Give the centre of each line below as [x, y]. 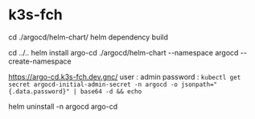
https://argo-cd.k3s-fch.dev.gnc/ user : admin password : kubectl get [125, 76]
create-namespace [40, 61]
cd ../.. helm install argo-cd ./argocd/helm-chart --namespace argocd [123, 52]
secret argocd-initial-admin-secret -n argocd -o [93, 84]
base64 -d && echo [111, 91]
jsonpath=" [199, 84]
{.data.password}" [39, 91]
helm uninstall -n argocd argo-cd [63, 106]
